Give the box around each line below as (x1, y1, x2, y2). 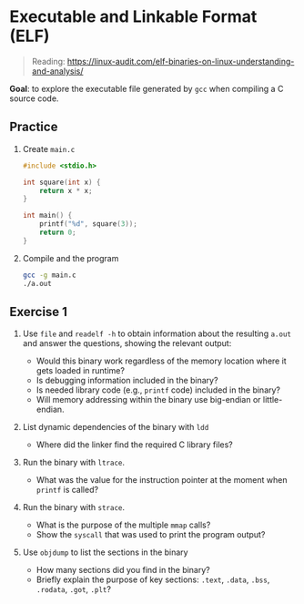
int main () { (22, 211, 73, 220)
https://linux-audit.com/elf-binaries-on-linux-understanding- (66, 56, 295, 67)
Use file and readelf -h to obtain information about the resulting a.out (22, 328, 291, 339)
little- (262, 394, 283, 405)
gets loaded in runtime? (35, 365, 126, 376)
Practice (9, 119, 58, 135)
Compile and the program (22, 252, 119, 263)
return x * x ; (39, 186, 93, 195)
